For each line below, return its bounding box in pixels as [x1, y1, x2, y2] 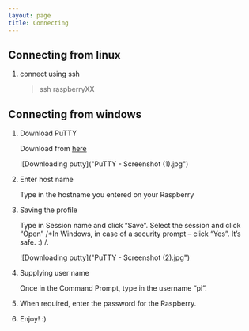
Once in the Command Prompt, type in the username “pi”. [19, 283, 207, 293]
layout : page [8, 11, 51, 20]
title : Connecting [8, 19, 69, 27]
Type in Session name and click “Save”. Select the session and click [19, 221, 241, 230]
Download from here [19, 144, 87, 154]
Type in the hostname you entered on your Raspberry [19, 190, 194, 200]
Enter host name [19, 175, 74, 185]
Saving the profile [19, 205, 77, 215]
